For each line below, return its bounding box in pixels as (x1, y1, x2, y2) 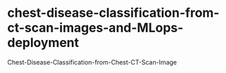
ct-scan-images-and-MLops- (7, 20, 184, 36)
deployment (7, 35, 79, 51)
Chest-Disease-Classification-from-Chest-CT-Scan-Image (7, 58, 178, 66)
